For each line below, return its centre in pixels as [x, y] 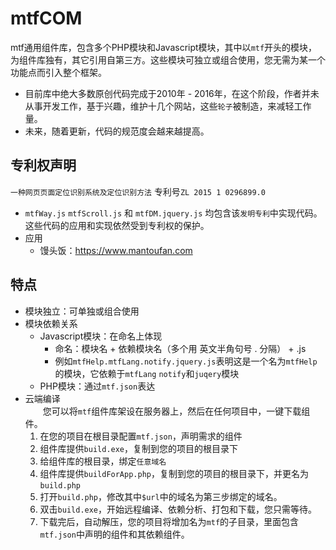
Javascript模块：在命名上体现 [101, 336]
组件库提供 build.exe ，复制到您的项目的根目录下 [139, 448]
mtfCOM [46, 18]
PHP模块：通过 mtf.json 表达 [97, 386]
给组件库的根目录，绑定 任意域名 [103, 461]
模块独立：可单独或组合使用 [82, 311]
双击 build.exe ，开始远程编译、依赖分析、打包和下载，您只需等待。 [178, 509]
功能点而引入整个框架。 [58, 72]
